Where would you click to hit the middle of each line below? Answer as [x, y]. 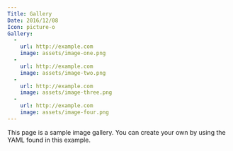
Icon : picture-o [31, 27]
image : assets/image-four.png [65, 112]
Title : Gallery [30, 14]
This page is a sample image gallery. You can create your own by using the [116, 132]
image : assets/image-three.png [66, 92]
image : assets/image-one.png [63, 54]
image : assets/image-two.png [63, 73]
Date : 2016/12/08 [33, 20]
